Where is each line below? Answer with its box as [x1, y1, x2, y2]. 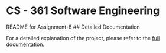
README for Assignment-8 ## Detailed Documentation [6, 23, 140, 30]
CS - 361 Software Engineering [6, 4, 160, 17]
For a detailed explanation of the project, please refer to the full [6, 34, 160, 41]
